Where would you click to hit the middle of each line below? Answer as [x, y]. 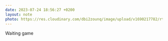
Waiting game [19, 33]
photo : [12, 19]
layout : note [19, 14]
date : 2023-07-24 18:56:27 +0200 [40, 10]
